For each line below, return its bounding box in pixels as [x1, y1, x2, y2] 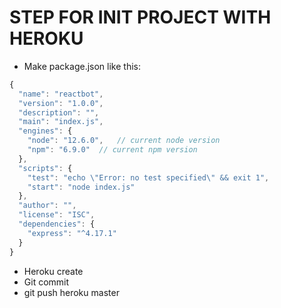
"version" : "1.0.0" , [18, 98, 104, 108]
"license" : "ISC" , [18, 210, 96, 220]
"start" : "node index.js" [27, 182, 136, 192]
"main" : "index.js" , [18, 117, 104, 127]
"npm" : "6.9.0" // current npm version [27, 145, 198, 155]
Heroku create [23, 265, 84, 277]
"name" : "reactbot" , [18, 89, 104, 99]
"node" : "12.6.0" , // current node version [27, 136, 221, 146]
